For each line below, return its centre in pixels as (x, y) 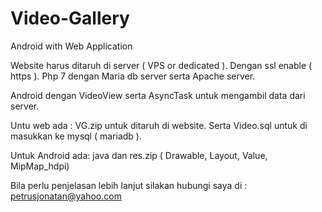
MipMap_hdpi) (40, 166)
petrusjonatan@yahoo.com (66, 196)
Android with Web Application (71, 46)
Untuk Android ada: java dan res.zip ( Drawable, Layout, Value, (139, 155)
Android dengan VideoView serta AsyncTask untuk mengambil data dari (158, 95)
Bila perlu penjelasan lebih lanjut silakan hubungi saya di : (129, 185)
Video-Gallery (70, 18)
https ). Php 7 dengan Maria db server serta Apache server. (133, 76)
